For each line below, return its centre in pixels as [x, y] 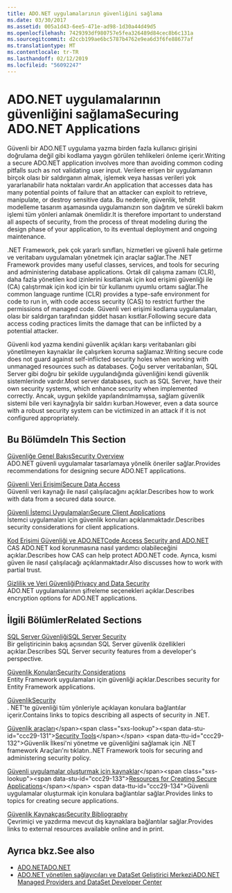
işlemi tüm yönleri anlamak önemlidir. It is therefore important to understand [114, 214]
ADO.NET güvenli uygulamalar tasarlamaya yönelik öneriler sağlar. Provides [114, 463]
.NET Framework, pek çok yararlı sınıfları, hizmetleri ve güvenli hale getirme [115, 249]
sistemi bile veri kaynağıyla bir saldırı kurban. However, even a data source [113, 403]
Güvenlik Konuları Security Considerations [66, 672]
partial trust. [25, 570]
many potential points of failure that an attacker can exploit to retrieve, [107, 192]
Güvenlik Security [32, 700]
